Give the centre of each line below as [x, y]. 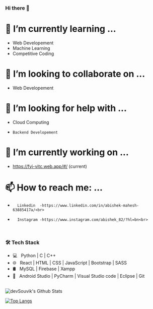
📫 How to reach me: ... [54, 187]
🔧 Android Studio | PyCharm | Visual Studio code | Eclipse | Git [79, 276]
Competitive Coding [33, 53]
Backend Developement [35, 132]
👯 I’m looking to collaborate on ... [75, 74]
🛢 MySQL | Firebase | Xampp [44, 269]
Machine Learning [31, 48]
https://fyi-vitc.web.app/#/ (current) [50, 166]
